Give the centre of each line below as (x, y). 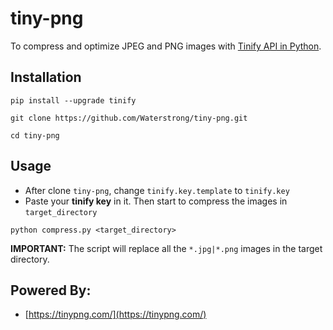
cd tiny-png (35, 135)
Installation (46, 77)
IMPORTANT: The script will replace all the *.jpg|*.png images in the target (166, 248)
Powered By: (51, 290)
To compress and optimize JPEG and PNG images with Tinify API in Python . (166, 46)
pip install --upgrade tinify (73, 100)
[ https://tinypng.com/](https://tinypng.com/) (115, 314)
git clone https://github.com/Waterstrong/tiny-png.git (129, 118)
